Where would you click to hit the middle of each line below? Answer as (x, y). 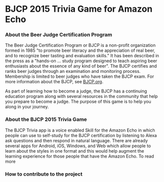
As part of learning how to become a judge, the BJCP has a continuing (76, 91)
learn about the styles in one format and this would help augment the (75, 151)
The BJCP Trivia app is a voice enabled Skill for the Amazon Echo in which (80, 130)
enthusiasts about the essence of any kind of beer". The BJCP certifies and (81, 66)
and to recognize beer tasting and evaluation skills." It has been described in (82, 56)
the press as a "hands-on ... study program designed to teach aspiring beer (81, 61)
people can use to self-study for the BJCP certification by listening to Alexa (81, 135)
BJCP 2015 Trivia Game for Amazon (79, 9)
